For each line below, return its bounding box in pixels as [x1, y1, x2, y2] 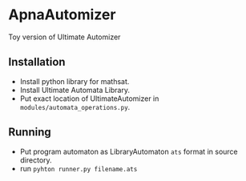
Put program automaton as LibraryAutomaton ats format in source [19, 147, 238, 156]
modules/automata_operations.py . [19, 102, 131, 111]
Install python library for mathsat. [19, 76, 130, 86]
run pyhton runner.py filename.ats [19, 163, 138, 173]
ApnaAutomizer [8, 6, 116, 24]
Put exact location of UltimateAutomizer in [19, 94, 159, 103]
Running [8, 126, 52, 139]
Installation [8, 55, 66, 69]
